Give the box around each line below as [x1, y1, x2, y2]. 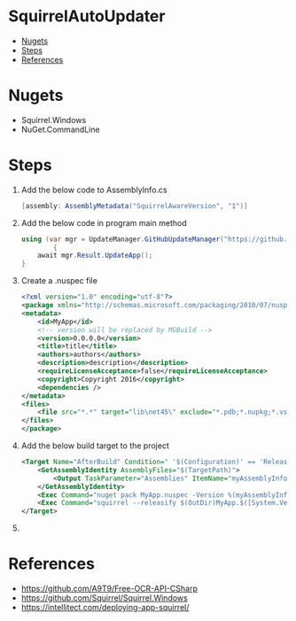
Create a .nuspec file [20, 276, 98, 286]
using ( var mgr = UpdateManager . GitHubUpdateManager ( [20, 235, 224, 244]
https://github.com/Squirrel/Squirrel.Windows [20, 593, 188, 603]
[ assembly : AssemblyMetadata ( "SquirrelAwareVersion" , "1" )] [20, 201, 248, 210]
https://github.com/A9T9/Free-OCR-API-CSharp [20, 583, 199, 594]
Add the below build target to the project [20, 440, 169, 451]
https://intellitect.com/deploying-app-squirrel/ [20, 602, 190, 613]
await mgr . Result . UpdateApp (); [37, 251, 153, 260]
